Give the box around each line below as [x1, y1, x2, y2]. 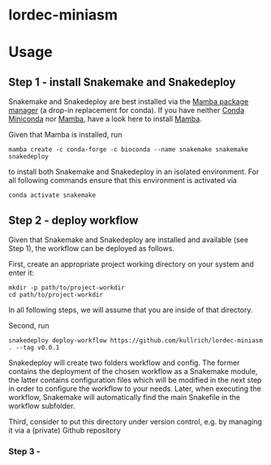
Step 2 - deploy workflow [8, 213, 139, 227]
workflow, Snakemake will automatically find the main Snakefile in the [8, 393, 241, 402]
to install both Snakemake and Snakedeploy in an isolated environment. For [8, 167, 260, 176]
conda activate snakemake [8, 191, 96, 200]
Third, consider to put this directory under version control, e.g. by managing [8, 417, 262, 426]
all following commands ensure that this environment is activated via [8, 176, 238, 185]
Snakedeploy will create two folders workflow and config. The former [8, 358, 240, 367]
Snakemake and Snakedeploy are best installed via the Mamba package [8, 97, 249, 106]
